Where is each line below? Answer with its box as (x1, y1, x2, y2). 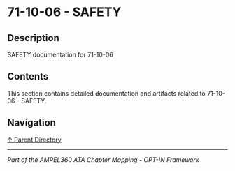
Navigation (7, 117, 56, 129)
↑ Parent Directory (7, 135, 62, 144)
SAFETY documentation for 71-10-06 (7, 50, 114, 59)
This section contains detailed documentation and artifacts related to (7, 89, 206, 98)
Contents (7, 70, 49, 82)
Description (7, 32, 59, 44)
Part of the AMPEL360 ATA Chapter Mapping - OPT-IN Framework (7, 155, 199, 164)
